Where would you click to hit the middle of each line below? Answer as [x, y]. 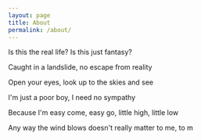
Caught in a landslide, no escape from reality [80, 67]
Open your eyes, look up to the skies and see [81, 82]
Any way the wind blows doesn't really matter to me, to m [101, 128]
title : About [29, 23]
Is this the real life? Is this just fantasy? [70, 52]
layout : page [29, 15]
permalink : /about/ [40, 30]
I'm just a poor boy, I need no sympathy [72, 98]
